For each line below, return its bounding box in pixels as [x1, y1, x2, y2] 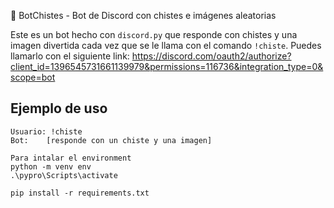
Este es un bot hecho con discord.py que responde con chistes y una [10, 29, 298, 40]
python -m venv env [10, 161, 92, 172]
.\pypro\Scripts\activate [10, 170, 118, 180]
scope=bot [10, 71, 56, 83]
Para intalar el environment [10, 153, 132, 163]
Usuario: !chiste [10, 126, 83, 137]
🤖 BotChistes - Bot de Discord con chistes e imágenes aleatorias [10, 10, 277, 21]
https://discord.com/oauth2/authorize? [131, 50, 292, 62]
